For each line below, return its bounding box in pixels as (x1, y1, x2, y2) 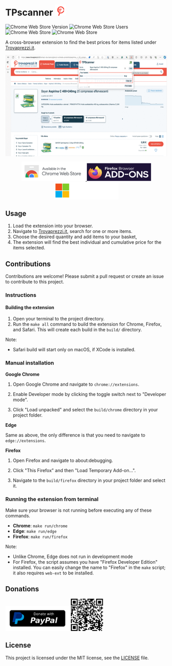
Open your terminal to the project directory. (12, 316, 105, 322)
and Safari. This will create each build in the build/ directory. (12, 327, 142, 333)
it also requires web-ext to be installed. (12, 570, 94, 576)
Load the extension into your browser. (12, 223, 93, 229)
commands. (5, 512, 31, 518)
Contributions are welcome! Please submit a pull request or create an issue (5, 273, 164, 279)
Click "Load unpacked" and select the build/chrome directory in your (12, 406, 158, 412)
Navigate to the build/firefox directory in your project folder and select (12, 477, 166, 483)
